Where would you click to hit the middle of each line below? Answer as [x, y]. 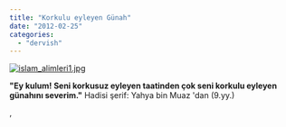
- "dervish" [40, 43]
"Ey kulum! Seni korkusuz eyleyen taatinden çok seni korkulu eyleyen [143, 86]
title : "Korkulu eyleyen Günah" [70, 18]
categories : [32, 34]
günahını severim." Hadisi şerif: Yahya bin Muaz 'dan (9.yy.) [122, 95]
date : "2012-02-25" [46, 26]
